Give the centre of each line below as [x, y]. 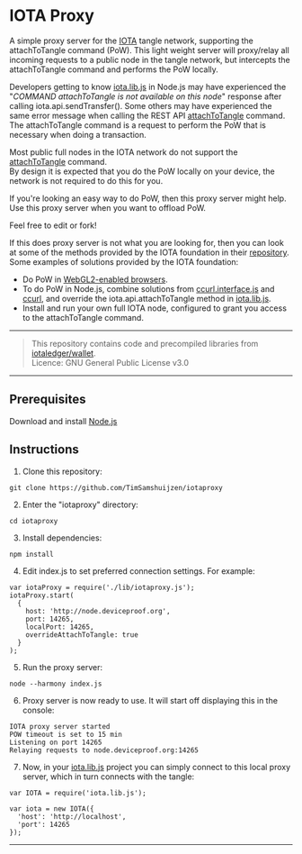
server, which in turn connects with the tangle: [108, 777]
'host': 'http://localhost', [72, 816]
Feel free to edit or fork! [53, 225]
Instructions [44, 450]
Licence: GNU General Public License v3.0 [110, 362]
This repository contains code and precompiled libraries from [145, 343]
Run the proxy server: [62, 667]
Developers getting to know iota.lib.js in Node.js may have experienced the [148, 86]
